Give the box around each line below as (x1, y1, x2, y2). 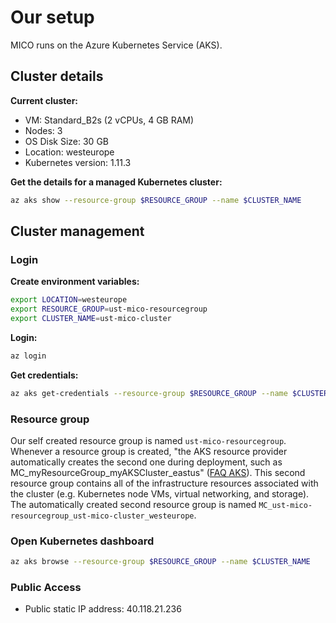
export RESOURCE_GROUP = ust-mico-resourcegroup (10, 304, 208, 315)
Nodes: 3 (24, 124, 63, 136)
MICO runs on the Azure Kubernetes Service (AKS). (10, 39, 223, 51)
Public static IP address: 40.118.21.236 (24, 603, 182, 615)
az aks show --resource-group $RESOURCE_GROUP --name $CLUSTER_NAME (10, 195, 302, 205)
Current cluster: (10, 94, 79, 106)
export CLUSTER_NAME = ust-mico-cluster (10, 314, 172, 324)
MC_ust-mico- (258, 500, 313, 510)
